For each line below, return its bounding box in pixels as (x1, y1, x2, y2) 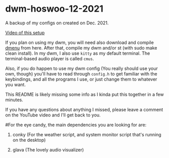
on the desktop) (12, 137, 46, 143)
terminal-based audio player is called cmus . (5, 55, 95, 61)
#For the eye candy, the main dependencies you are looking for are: (5, 122, 147, 128)
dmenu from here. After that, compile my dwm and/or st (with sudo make (5, 45, 157, 51)
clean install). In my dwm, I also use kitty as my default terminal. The (5, 50, 150, 56)
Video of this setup (5, 29, 45, 35)
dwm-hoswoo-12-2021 (5, 3, 104, 15)
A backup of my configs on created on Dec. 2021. (5, 20, 109, 26)
